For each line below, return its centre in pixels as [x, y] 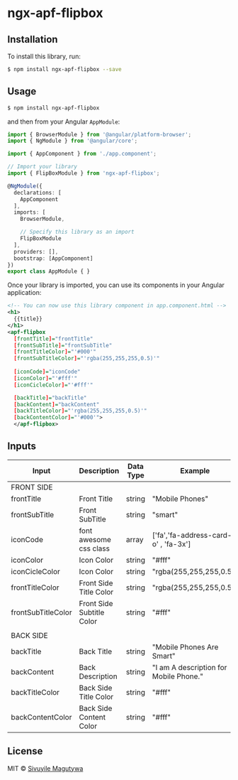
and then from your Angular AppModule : [64, 121]
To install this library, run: [44, 56]
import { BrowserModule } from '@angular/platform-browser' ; [100, 134]
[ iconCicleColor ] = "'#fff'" [53, 385]
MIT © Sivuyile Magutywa [45, 768]
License [25, 751]
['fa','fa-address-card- [192, 535]
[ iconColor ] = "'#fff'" [46, 378]
